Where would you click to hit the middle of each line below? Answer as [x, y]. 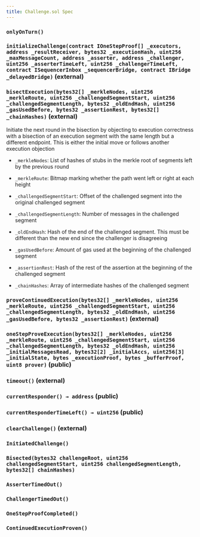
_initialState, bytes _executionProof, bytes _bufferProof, [96, 358]
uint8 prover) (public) [39, 364]
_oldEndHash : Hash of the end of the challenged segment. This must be [102, 232]
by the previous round [42, 166]
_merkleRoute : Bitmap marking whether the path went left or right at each [104, 178]
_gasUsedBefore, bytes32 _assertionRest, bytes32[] [83, 110]
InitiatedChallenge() [38, 444]
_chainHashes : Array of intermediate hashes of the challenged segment [102, 285]
